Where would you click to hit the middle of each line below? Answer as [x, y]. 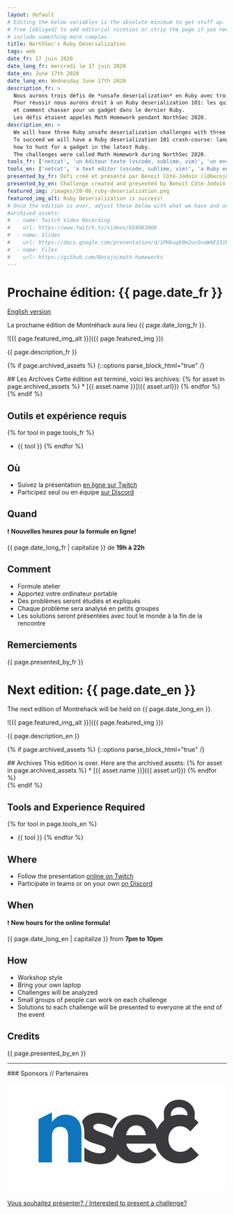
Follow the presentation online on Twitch [76, 876]
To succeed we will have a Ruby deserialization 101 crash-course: [114, 139]
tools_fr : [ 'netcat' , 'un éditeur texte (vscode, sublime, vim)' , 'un [112, 162]
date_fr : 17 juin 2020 [40, 59]
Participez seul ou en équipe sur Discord [76, 492]
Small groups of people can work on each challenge [92, 999]
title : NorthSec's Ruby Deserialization [67, 44]
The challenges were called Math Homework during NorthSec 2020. [110, 154]
